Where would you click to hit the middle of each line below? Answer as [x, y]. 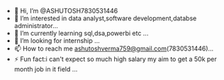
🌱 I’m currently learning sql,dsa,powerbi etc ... [81, 33]
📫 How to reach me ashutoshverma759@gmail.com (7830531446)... [114, 48]
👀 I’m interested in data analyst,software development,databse [105, 18]
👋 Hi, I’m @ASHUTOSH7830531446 [66, 11]
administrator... [36, 26]
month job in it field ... [46, 69]
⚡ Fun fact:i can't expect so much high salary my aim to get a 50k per [116, 59]
